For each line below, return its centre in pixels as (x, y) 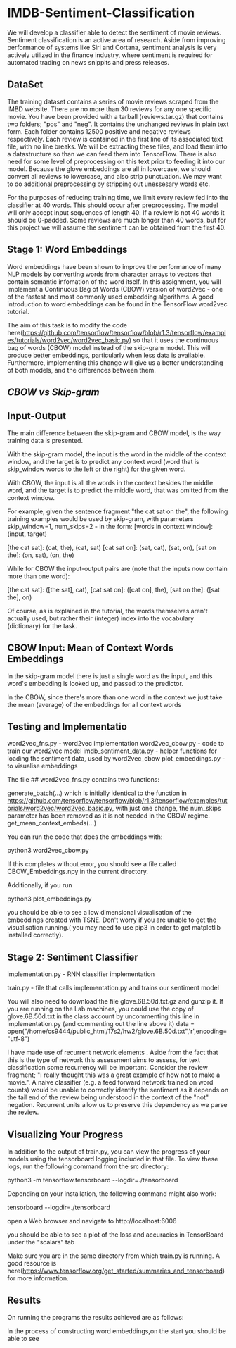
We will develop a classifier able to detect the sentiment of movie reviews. (114, 32)
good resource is (32, 1263)
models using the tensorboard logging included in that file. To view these (113, 1159)
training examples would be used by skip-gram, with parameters (100, 518)
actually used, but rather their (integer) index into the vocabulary (101, 618)
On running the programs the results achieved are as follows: (96, 1317)
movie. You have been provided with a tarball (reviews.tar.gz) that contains (116, 116)
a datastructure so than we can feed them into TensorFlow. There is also (112, 154)
